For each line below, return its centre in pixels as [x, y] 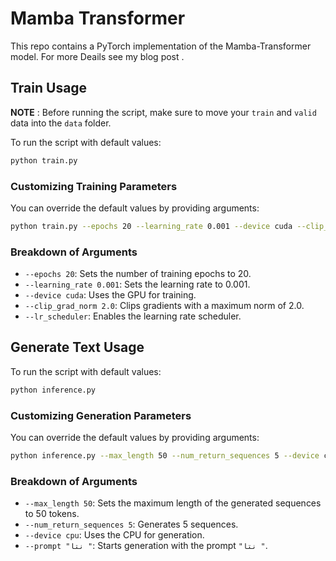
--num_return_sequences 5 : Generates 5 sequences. [131, 524]
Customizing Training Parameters [94, 186]
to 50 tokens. [52, 514]
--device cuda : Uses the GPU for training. [110, 295]
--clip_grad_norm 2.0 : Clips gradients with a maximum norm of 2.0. [164, 306]
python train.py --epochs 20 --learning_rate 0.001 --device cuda [151, 226]
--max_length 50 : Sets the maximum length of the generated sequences [173, 503]
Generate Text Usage [77, 347]
